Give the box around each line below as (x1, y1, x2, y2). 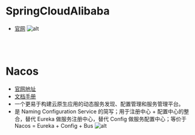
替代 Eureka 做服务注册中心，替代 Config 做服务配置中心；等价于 (25, 115, 187, 122)
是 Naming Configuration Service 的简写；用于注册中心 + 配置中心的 (14, 107, 184, 115)
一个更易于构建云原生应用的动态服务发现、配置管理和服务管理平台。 (14, 100, 184, 107)
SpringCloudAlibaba (5, 4, 110, 18)
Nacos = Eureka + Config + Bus (14, 122, 94, 129)
